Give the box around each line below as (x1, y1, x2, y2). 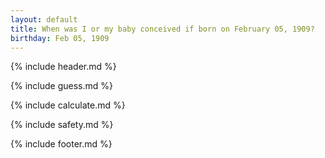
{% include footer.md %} (10, 138, 113, 150)
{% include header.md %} (10, 61, 117, 73)
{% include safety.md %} (10, 119, 114, 131)
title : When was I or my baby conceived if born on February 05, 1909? (10, 24, 315, 34)
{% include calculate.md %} (10, 99, 126, 111)
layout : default (10, 14, 78, 25)
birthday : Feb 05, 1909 (10, 33, 110, 43)
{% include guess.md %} (10, 80, 113, 92)
